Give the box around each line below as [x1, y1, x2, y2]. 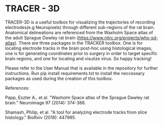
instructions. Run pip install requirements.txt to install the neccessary [5, 70, 145, 76]
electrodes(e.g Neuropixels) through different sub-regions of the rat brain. [5, 24, 155, 30]
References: [5, 85, 29, 91]
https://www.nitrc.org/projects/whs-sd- [78, 35, 158, 41]
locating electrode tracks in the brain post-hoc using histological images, [5, 45, 153, 51]
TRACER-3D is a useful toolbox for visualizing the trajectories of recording [5, 19, 156, 25]
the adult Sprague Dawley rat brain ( [5, 35, 79, 41]
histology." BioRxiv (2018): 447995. [5, 114, 76, 120]
